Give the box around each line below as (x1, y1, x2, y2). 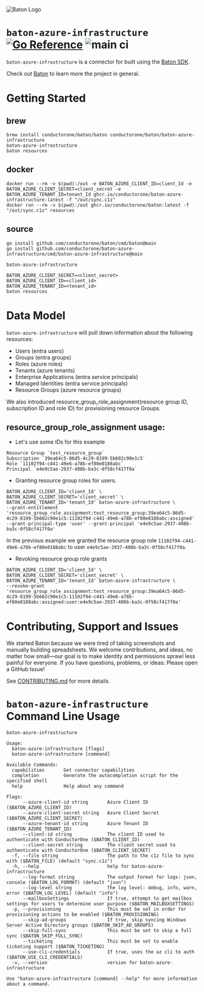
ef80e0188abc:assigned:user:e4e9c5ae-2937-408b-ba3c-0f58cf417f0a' (6, 599, 181, 605)
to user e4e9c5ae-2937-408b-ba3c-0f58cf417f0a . (68, 543, 187, 551)
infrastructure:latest (6, 196, 64, 203)
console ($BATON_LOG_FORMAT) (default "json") (6, 880, 127, 886)
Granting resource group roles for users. (15, 477, 117, 484)
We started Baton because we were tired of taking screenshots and (6, 639, 175, 647)
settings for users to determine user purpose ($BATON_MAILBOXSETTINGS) (6, 901, 195, 907)
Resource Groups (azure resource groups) (15, 386, 122, 394)
